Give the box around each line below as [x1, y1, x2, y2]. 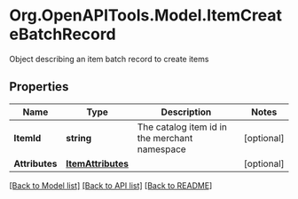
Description [161, 106, 212, 118]
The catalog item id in [137, 121, 228, 133]
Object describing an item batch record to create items [9, 53, 209, 64]
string [66, 131, 92, 144]
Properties [9, 79, 69, 94]
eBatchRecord [9, 24, 117, 44]
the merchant [137, 131, 193, 144]
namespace [137, 143, 186, 155]
